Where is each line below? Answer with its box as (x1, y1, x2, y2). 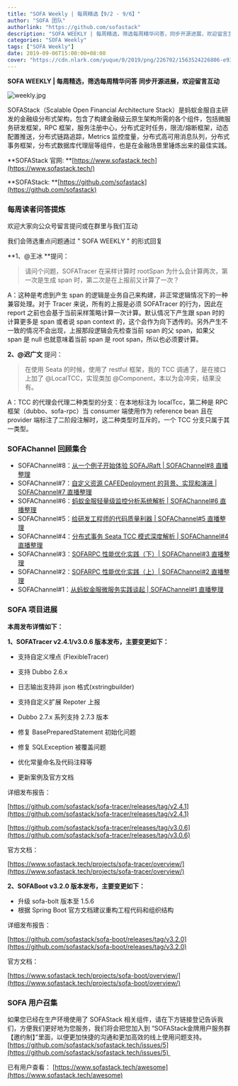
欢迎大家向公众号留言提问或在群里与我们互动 (7, 222, 138, 230)
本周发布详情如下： (7, 622, 64, 630)
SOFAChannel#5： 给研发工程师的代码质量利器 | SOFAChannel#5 (17, 514, 206, 523)
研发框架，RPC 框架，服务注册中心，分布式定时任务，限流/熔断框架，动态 (13, 123, 229, 132)
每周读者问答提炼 (7, 204, 66, 214)
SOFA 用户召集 (7, 997, 58, 1007)
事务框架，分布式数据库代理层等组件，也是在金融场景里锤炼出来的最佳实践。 (7, 141, 231, 149)
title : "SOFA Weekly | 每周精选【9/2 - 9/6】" (7, 10, 141, 18)
